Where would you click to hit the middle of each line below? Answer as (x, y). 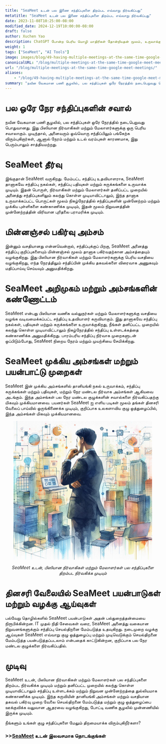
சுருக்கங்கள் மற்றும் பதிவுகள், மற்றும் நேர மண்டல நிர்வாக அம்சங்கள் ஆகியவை (79, 391)
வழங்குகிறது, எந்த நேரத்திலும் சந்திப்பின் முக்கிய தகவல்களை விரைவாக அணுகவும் (82, 263)
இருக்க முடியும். (19, 713)
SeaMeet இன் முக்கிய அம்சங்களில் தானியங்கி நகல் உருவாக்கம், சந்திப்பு (73, 386)
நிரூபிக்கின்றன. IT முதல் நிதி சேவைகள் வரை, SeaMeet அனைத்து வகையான (77, 623)
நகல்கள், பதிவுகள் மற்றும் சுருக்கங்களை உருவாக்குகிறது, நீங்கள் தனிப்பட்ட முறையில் (82, 324)
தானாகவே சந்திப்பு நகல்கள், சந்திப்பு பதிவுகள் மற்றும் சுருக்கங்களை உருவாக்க (76, 184)
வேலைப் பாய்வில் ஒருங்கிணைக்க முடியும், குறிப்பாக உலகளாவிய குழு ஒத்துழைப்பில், (81, 408)
